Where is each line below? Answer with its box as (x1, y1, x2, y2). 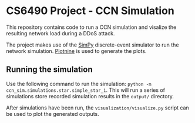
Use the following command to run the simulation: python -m (6, 80, 152, 87)
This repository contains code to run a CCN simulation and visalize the (6, 24, 177, 31)
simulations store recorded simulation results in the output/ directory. (6, 92, 174, 99)
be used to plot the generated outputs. (6, 110, 100, 117)
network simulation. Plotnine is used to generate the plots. (6, 47, 147, 54)
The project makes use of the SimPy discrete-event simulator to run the (6, 41, 179, 48)
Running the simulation (6, 65, 93, 75)
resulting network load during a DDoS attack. (6, 29, 115, 36)
